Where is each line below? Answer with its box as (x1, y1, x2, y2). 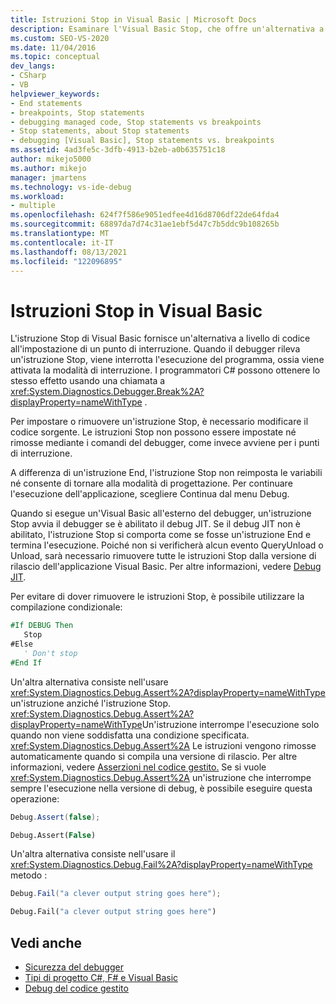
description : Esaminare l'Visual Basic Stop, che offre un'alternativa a (10, 24, 325, 34)
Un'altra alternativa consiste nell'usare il (10, 848, 176, 860)
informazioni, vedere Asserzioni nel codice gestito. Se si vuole (10, 761, 267, 773)
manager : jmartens (10, 172, 87, 183)
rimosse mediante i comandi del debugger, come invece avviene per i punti (10, 437, 320, 449)
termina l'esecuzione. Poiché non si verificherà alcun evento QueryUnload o (10, 539, 324, 551)
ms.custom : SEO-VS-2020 (10, 33, 110, 43)
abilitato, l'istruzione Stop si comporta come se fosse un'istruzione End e (10, 529, 312, 541)
